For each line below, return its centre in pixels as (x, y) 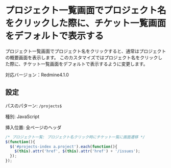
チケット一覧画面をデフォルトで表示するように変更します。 (85, 64)
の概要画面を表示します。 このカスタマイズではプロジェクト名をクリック (82, 57)
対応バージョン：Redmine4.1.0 (37, 75)
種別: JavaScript (22, 116)
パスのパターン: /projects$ (34, 106)
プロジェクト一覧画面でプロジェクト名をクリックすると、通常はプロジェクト (86, 51)
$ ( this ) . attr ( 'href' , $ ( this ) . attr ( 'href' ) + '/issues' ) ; (77, 151)
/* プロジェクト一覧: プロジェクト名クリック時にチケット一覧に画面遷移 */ (75, 137)
